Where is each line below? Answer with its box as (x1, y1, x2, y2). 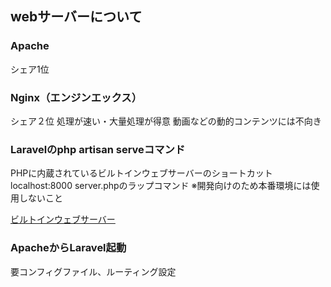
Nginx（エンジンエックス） (10, 90, 143, 104)
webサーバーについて (10, 8, 143, 26)
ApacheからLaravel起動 (10, 241, 127, 255)
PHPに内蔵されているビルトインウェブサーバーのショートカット (10, 167, 273, 179)
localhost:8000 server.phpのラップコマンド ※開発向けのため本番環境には (10, 180, 312, 192)
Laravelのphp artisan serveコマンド (10, 142, 186, 156)
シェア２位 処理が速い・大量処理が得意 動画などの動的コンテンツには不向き (10, 115, 322, 127)
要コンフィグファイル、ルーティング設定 (10, 265, 177, 277)
